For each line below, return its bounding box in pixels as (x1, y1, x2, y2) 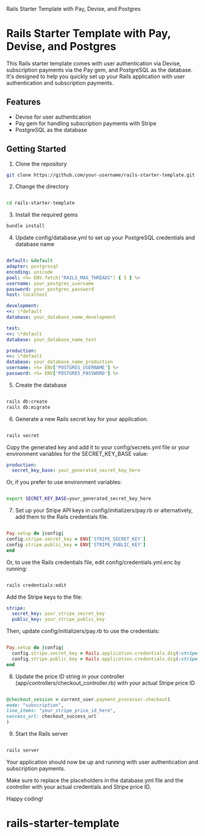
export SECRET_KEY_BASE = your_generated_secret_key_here (6, 496, 151, 502)
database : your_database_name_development (6, 314, 116, 320)
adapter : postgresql (6, 263, 59, 269)
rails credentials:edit (6, 582, 67, 588)
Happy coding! (6, 794, 44, 802)
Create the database (15, 381, 67, 389)
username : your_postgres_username (6, 280, 95, 287)
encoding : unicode (6, 269, 53, 275)
